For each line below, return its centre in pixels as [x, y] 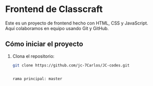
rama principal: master [37, 78]
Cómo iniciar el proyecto [44, 44]
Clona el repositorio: [33, 56]
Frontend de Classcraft [54, 9]
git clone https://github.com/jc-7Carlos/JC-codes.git [71, 65]
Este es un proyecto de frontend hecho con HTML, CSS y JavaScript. [77, 23]
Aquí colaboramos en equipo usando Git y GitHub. [57, 28]
